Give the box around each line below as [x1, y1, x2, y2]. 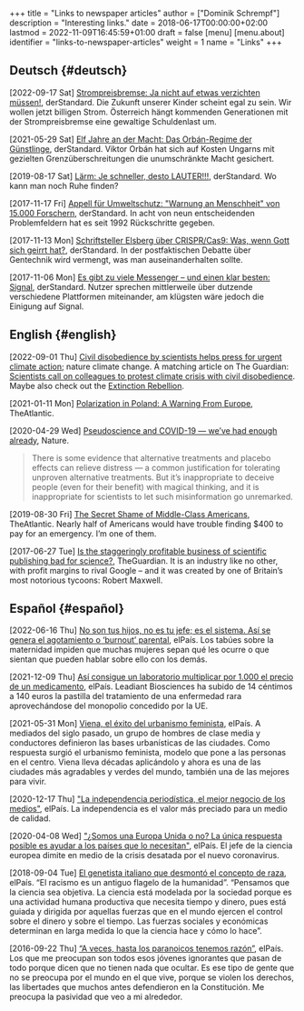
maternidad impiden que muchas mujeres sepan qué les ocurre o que [9, 645, 270, 656]
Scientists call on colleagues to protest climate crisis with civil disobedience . [9, 370, 296, 381]
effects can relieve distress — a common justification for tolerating [31, 462, 281, 473]
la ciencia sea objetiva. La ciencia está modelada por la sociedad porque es [9, 886, 292, 898]
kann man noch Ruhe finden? [9, 180, 119, 191]
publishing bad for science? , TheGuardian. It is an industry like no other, [9, 555, 279, 566]
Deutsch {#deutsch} [9, 63, 128, 78]
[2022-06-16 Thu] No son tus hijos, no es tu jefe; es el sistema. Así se [9, 625, 271, 636]
